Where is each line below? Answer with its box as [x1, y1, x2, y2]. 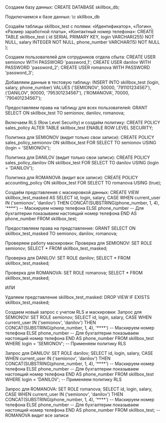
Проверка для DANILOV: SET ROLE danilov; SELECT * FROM [5, 255, 131, 261]
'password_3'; [5, 70, 34, 76]
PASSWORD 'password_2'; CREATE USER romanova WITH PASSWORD [5, 64, 150, 70]
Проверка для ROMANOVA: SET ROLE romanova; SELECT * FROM [5, 270, 143, 276]
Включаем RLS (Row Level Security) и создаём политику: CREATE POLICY [5, 120, 161, 125]
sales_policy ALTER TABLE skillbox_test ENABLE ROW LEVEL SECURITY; [5, 125, 154, 131]
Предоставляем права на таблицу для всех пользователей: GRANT [5, 105, 148, 110]
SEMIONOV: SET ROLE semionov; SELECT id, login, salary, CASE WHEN [5, 314, 152, 320]
